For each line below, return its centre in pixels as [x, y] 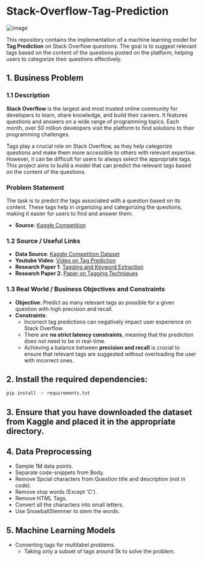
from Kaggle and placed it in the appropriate [91, 421]
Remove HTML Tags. [41, 499]
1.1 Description [28, 95]
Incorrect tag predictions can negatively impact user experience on [108, 322]
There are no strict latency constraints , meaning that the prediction [109, 334]
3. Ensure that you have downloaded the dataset [99, 412]
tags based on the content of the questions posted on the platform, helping [100, 52]
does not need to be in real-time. [65, 341]
